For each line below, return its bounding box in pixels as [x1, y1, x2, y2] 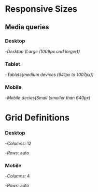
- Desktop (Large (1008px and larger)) [5, 48, 80, 54]
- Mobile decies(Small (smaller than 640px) [5, 95, 91, 101]
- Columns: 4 [5, 173, 30, 179]
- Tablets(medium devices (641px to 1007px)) [5, 72, 94, 77]
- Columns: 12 [5, 140, 31, 146]
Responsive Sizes [5, 3, 78, 15]
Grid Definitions [5, 112, 70, 123]
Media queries [5, 23, 49, 31]
